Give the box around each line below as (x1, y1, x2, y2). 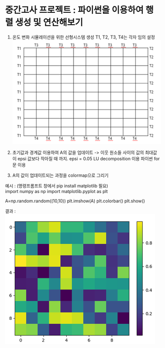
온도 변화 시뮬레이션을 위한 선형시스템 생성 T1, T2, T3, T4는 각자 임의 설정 (12, 34, 155, 40)
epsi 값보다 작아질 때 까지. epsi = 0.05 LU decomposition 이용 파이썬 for (17, 155, 160, 161)
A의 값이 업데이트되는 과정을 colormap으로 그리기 (12, 172, 109, 178)
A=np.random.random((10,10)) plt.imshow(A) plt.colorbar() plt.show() (5, 198, 145, 204)
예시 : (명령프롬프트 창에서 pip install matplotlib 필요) (5, 183, 109, 189)
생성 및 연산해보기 (15, 17, 83, 28)
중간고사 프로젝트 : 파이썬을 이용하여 (5, 4, 144, 16)
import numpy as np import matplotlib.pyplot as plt (5, 188, 108, 194)
